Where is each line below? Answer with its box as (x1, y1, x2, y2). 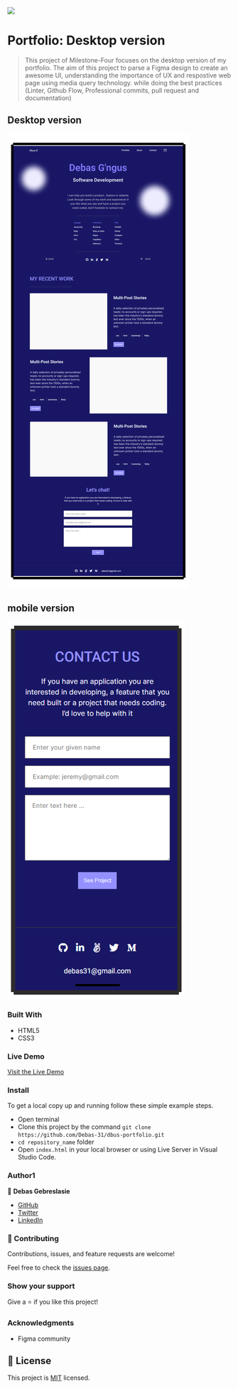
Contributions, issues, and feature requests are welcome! (7, 1250, 175, 1258)
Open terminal (17, 1115, 60, 1124)
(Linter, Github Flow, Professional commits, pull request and (24, 86, 199, 94)
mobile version (7, 602, 75, 615)
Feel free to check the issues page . (7, 1263, 110, 1272)
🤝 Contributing (7, 1233, 59, 1243)
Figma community (17, 1334, 71, 1343)
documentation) (24, 93, 72, 102)
